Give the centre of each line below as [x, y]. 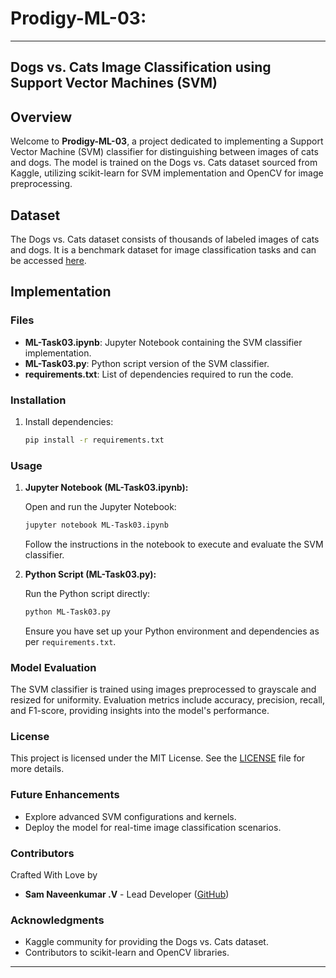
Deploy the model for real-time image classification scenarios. [153, 827]
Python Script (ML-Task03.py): [90, 574]
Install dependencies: [69, 421]
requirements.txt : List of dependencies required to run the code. [159, 374]
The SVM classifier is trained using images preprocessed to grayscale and [163, 689]
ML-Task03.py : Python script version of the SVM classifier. [147, 363]
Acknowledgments [57, 920]
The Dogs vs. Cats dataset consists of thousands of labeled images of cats [165, 239]
